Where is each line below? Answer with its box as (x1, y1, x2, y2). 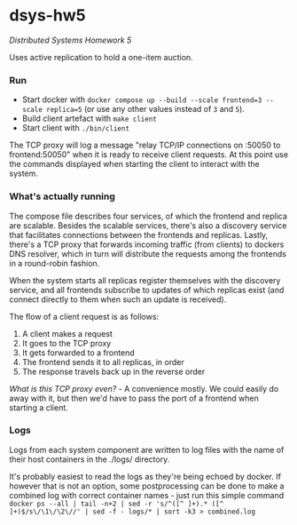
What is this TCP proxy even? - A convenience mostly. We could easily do (9, 383, 279, 394)
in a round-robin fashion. (9, 258, 100, 268)
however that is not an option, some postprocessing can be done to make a (9, 481, 285, 491)
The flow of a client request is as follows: (9, 311, 160, 322)
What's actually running (9, 190, 115, 203)
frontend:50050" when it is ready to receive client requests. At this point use (9, 149, 289, 160)
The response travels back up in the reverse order (21, 366, 206, 377)
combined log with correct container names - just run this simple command (9, 489, 285, 500)
